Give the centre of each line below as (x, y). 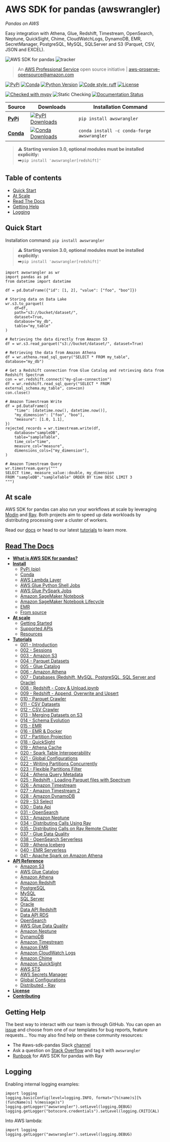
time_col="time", (33, 442)
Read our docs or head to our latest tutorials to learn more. (66, 530)
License (21, 991)
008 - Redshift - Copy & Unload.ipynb (59, 688)
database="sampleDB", (37, 433)
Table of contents (33, 178)
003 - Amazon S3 (38, 656)
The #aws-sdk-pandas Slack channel (52, 1045)
